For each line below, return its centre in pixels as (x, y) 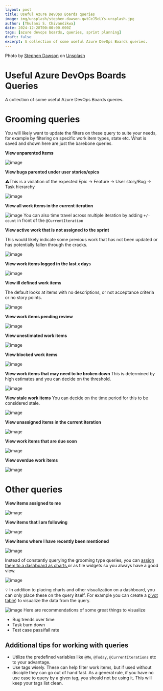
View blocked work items (31, 355)
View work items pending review (39, 316)
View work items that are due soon (41, 441)
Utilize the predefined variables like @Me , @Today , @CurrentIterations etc (84, 657)
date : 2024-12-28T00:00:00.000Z (38, 28)
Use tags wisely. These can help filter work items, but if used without (82, 667)
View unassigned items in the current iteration (53, 422)
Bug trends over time (33, 619)
